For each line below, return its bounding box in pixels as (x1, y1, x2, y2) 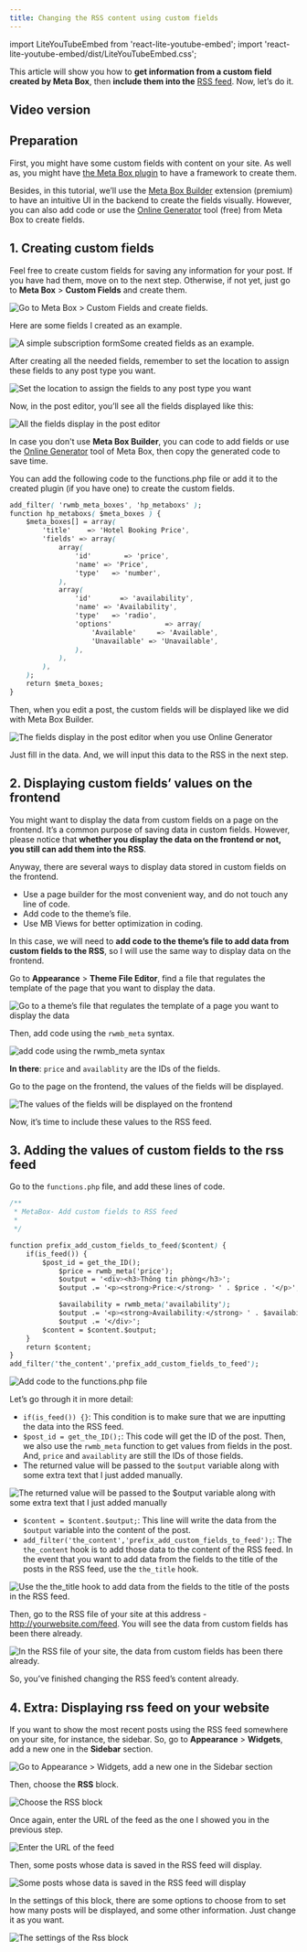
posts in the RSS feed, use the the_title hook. (22, 1563, 199, 1574)
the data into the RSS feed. (22, 1421, 124, 1432)
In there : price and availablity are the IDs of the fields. (9, 1063, 221, 1074)
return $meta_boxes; (26, 679, 104, 689)
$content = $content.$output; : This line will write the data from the (22, 1515, 277, 1526)
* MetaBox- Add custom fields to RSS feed (13, 1207, 178, 1217)
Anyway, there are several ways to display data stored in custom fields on (9, 861, 287, 872)
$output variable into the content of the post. (22, 1525, 192, 1536)
